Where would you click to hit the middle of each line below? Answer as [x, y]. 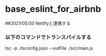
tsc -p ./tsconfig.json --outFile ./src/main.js [49, 48]
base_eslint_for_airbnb [53, 9]
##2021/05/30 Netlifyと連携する [38, 23]
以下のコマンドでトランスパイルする [48, 37]
